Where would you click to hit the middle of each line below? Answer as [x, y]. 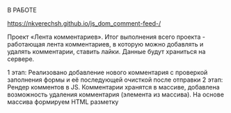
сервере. [21, 59]
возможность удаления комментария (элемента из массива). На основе [116, 94]
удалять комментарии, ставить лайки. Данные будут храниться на [106, 52]
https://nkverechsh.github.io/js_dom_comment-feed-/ [84, 23]
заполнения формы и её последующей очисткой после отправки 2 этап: [115, 80]
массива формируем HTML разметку [63, 102]
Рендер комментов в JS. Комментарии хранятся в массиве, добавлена [114, 87]
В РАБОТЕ [22, 10]
